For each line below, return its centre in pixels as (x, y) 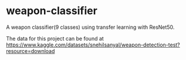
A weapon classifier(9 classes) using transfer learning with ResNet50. (90, 27)
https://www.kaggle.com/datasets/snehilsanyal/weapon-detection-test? (93, 45)
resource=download (31, 51)
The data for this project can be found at (55, 38)
